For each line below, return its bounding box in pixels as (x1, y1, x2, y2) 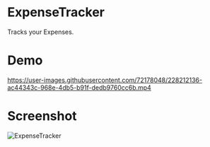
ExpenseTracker (7, 4, 105, 20)
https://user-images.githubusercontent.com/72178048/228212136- (7, 76, 203, 84)
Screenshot (7, 108, 77, 124)
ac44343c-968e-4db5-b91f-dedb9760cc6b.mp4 (7, 83, 152, 92)
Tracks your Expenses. (7, 28, 74, 36)
